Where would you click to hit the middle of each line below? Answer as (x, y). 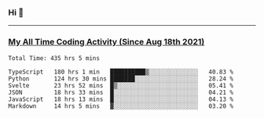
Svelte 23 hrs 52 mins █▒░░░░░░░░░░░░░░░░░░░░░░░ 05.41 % (121, 85)
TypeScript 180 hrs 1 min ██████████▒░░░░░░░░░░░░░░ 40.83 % (121, 72)
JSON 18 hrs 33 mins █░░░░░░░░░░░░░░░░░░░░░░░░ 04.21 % (121, 92)
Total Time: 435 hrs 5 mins (54, 58)
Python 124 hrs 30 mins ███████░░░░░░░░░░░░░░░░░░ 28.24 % (121, 79)
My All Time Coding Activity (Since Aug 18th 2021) (106, 42)
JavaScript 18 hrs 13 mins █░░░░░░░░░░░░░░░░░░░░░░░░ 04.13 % (121, 99)
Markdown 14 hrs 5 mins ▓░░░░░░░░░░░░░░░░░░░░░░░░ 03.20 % (121, 106)
